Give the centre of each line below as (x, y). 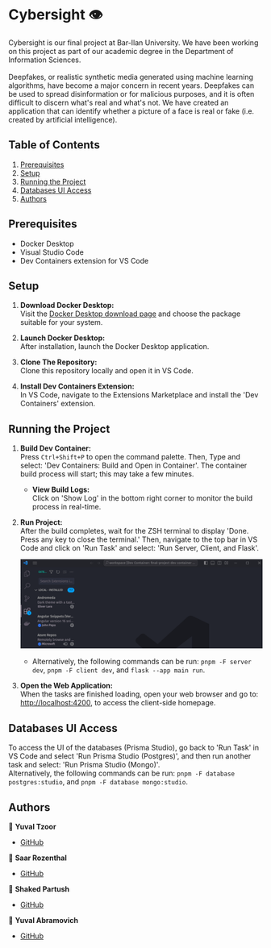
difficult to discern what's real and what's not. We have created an (119, 102)
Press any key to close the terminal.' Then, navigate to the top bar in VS (139, 539)
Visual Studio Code (52, 252)
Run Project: (41, 522)
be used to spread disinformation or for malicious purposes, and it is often (131, 94)
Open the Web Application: (66, 686)
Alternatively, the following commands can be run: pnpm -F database (122, 773)
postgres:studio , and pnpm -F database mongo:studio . (98, 782)
